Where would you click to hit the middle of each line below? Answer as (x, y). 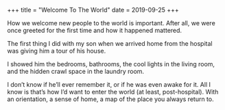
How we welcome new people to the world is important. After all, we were (111, 23)
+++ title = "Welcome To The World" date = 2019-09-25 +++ (93, 10)
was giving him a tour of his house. (57, 51)
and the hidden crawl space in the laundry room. (76, 71)
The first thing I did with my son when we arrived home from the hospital (110, 43)
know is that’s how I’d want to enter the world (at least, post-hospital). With (113, 92)
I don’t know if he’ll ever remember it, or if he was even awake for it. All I (109, 84)
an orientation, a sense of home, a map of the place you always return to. (110, 99)
